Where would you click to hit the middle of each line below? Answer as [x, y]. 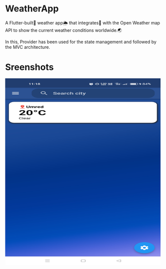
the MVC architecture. [28, 47]
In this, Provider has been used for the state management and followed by [81, 42]
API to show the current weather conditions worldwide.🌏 [64, 30]
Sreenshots [29, 67]
